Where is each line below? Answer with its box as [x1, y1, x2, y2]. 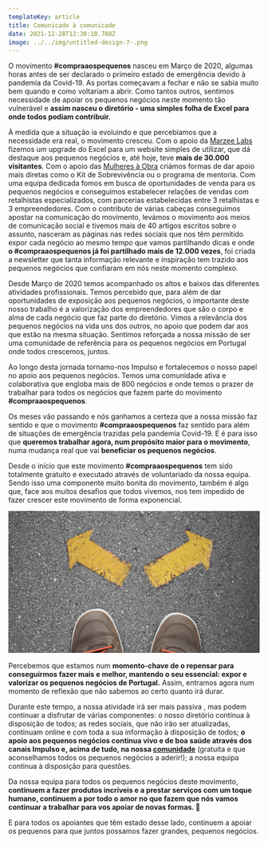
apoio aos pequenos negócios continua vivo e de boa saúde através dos [8, 735, 253, 745]
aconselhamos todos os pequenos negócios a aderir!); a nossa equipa [8, 752, 239, 762]
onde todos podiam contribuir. [8, 112, 112, 121]
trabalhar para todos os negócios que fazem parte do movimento [8, 388, 223, 397]
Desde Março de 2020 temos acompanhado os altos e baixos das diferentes [8, 279, 260, 289]
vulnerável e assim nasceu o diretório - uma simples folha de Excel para [8, 104, 250, 113]
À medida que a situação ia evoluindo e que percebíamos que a [8, 128, 217, 137]
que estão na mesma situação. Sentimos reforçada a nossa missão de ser [8, 330, 251, 340]
